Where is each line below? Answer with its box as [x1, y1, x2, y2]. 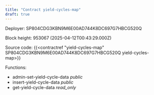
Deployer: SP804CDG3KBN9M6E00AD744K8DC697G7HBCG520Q [5, 25, 142, 31]
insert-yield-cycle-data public [12, 79, 74, 85]
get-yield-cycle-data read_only [12, 84, 76, 90]
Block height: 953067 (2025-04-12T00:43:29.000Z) [5, 35, 112, 41]
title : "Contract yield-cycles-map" [5, 7, 81, 12]
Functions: [5, 64, 27, 70]
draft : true [5, 12, 30, 17]
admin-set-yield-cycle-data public [12, 74, 83, 80]
